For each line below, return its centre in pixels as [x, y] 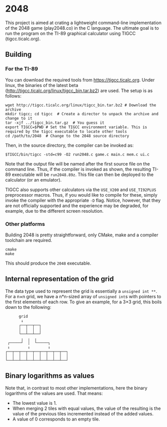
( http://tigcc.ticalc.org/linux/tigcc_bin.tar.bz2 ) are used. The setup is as [79, 91]
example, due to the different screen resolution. [55, 211]
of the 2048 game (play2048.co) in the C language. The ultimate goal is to [82, 28]
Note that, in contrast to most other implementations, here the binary [76, 388]
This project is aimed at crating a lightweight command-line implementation [83, 23]
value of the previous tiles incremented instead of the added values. [83, 413]
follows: [13, 96]
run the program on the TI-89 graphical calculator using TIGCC [70, 33]
